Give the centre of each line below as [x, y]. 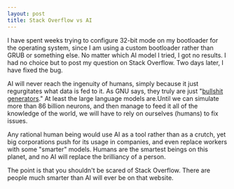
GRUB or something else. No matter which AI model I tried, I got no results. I [117, 55]
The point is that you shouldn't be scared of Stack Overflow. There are [109, 170]
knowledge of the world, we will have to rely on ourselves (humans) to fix [113, 113]
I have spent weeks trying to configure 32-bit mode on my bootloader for [113, 40]
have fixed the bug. [35, 70]
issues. [18, 120]
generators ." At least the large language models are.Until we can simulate [113, 98]
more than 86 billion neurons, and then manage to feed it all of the [103, 106]
